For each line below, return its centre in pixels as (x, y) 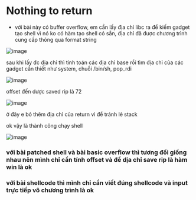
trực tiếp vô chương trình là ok (50, 190)
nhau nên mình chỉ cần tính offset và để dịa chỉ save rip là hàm (97, 159)
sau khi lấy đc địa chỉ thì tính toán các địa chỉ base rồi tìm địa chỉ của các (95, 62)
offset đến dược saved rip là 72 (44, 91)
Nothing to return (49, 11)
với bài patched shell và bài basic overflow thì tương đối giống (97, 152)
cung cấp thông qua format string (55, 39)
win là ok (19, 167)
